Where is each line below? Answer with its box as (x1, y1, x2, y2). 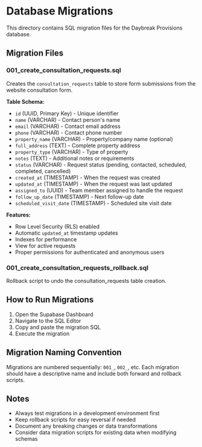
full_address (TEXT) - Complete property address (14, 142, 140, 149)
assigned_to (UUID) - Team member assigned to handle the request (14, 186, 183, 194)
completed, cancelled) (14, 167, 71, 174)
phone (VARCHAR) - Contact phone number (14, 128, 122, 136)
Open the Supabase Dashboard (14, 311, 93, 318)
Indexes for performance (14, 235, 77, 243)
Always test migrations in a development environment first (14, 410, 160, 417)
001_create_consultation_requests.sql (6, 66, 122, 75)
